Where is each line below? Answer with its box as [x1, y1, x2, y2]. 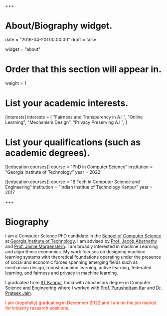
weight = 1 [5, 80, 26, 86]
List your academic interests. [5, 98, 129, 109]
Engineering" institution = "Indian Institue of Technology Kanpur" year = [5, 184, 153, 190]
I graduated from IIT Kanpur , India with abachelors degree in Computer [5, 279, 151, 285]
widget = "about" [5, 46, 41, 52]
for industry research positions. [5, 305, 70, 311]
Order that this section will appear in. [5, 64, 162, 75]
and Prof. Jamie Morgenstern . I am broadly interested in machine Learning [5, 243, 158, 249]
